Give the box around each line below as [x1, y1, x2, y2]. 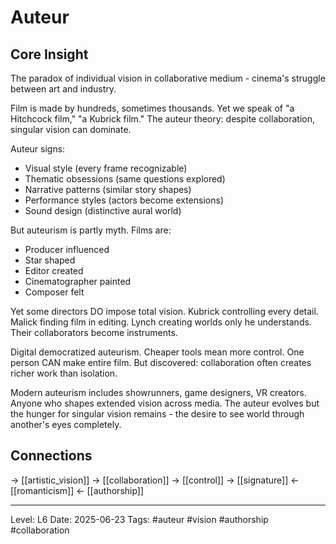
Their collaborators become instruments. [10, 327, 178, 338]
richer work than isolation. [10, 367, 118, 379]
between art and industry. [10, 83, 117, 95]
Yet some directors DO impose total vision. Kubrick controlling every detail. [10, 306, 319, 317]
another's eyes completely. [10, 419, 122, 430]
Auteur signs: [10, 143, 66, 155]
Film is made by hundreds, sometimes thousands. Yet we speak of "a [10, 102, 295, 114]
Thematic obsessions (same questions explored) [24, 173, 226, 185]
